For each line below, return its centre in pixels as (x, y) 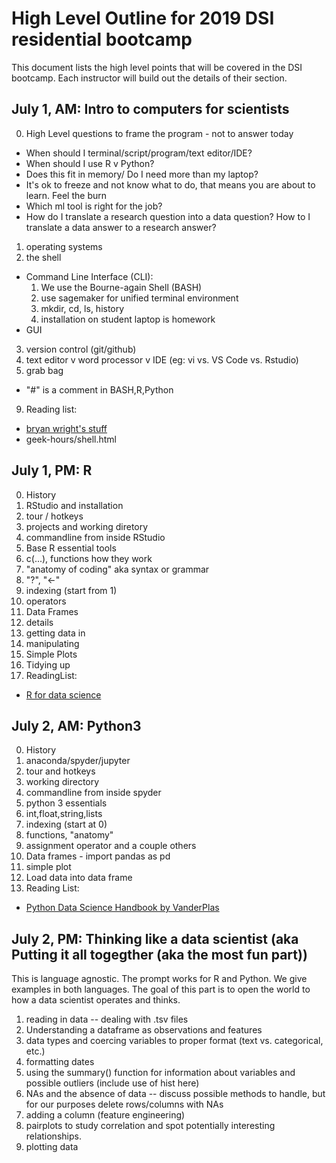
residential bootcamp (102, 39)
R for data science (63, 694)
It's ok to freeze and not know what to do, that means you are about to (170, 184)
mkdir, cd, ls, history (82, 308)
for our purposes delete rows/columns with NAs (124, 1104)
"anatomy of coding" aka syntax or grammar (117, 569)
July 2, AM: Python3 (76, 725)
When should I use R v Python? (90, 163)
